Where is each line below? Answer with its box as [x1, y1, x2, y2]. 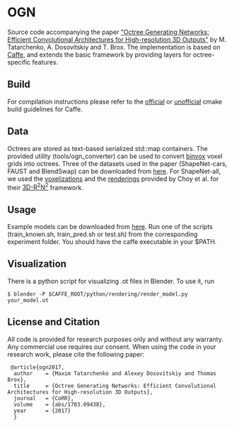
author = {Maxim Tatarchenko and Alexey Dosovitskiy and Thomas [13, 370, 217, 377]
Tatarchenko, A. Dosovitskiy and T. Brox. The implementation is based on [7, 43, 221, 51]
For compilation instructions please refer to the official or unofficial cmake [7, 97, 223, 106]
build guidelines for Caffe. [7, 104, 83, 113]
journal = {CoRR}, [13, 394, 74, 401]
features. [32, 57, 59, 66]
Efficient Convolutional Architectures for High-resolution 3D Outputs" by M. [7, 35, 227, 43]
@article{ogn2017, [10, 363, 65, 371]
